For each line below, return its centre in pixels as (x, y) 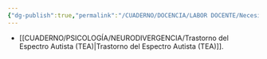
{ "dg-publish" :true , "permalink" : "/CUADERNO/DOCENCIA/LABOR (108, 15)
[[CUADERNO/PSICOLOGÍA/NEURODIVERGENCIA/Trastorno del (124, 38)
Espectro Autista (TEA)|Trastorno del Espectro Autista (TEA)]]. (121, 46)
